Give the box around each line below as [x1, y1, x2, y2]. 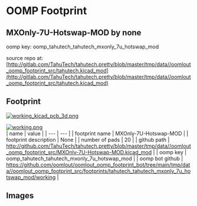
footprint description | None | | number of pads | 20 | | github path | [6, 136, 170, 143]
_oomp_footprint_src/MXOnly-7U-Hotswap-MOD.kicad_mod [6, 148, 152, 155]
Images [6, 191, 34, 201]
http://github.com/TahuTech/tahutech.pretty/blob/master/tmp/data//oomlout [6, 142, 192, 149]
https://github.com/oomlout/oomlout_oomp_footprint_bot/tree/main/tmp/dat [6, 161, 191, 168]
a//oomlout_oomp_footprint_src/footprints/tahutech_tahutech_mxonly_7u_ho [6, 167, 191, 174]
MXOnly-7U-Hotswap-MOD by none [6, 28, 142, 38]
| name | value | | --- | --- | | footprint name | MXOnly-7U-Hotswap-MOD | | [6, 129, 189, 137]
